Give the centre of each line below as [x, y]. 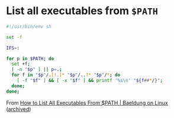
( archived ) [19, 109]
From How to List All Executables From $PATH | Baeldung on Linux [87, 103]
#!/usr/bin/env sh [29, 27]
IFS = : [13, 48]
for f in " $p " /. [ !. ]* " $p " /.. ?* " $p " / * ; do [66, 75]
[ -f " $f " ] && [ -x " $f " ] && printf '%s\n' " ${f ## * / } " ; [90, 81]
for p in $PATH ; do [30, 58]
